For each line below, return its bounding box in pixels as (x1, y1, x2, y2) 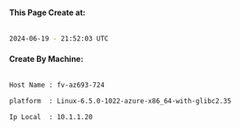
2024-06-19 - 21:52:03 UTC (9, 34, 109, 43)
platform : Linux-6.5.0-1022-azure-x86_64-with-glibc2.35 (9, 97, 232, 106)
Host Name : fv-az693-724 (9, 80, 105, 90)
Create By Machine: (9, 53, 84, 64)
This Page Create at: (9, 7, 86, 18)
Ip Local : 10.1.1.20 (9, 113, 93, 122)
